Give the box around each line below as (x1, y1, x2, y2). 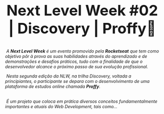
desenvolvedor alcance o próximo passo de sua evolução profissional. (5, 63, 148, 69)
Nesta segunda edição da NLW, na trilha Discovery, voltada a (6, 73, 131, 79)
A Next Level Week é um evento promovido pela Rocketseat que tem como (6, 48, 159, 54)
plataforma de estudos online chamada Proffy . (5, 83, 101, 89)
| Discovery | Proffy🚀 (8, 19, 157, 38)
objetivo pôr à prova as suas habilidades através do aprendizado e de (5, 53, 147, 59)
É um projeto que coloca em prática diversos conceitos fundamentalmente (6, 98, 158, 104)
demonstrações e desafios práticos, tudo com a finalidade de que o (5, 58, 143, 64)
